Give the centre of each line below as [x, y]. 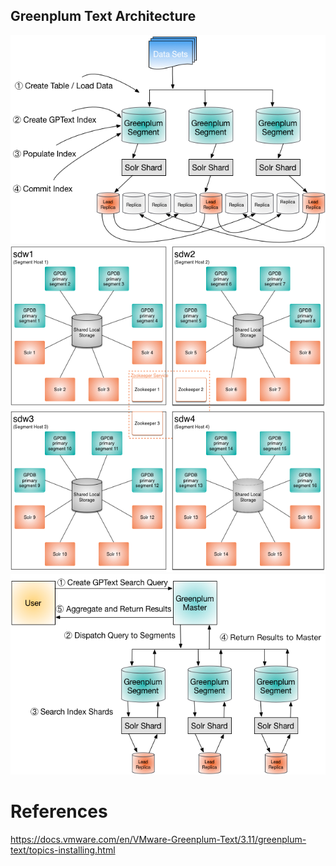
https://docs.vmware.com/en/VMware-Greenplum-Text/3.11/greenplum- [158, 839]
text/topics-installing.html [63, 850]
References [59, 811]
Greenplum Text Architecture [103, 16]
